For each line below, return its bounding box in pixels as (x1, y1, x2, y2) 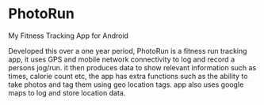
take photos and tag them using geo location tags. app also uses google (8, 80, 244, 89)
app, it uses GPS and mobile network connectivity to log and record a (8, 54, 235, 64)
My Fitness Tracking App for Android (8, 31, 129, 40)
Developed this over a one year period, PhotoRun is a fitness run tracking (8, 46, 247, 55)
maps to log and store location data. (8, 88, 126, 97)
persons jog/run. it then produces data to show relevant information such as (8, 62, 257, 72)
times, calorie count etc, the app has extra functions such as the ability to (8, 71, 248, 81)
